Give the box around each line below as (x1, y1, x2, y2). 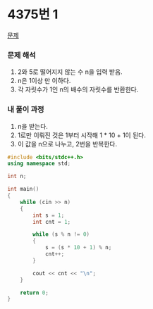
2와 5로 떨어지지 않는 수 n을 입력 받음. (17, 68, 123, 76)
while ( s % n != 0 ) (32, 231, 90, 238)
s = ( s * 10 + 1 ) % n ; (44, 244, 112, 251)
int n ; (7, 173, 27, 180)
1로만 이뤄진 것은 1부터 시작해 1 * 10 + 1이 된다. (17, 131, 146, 139)
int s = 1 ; (32, 212, 65, 219)
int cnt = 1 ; (32, 218, 71, 225)
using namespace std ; (7, 160, 71, 168)
